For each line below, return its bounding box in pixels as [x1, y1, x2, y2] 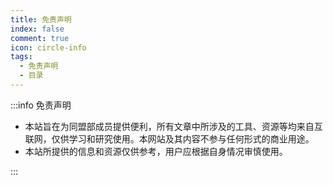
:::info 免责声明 [10, 99, 72, 111]
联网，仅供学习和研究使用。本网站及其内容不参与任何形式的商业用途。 [24, 132, 315, 145]
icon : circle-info [10, 42, 87, 53]
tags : [10, 52, 33, 62]
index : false [10, 24, 65, 34]
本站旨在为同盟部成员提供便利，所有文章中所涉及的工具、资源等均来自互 [24, 120, 323, 132]
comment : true [10, 33, 70, 43]
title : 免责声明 [10, 14, 72, 25]
